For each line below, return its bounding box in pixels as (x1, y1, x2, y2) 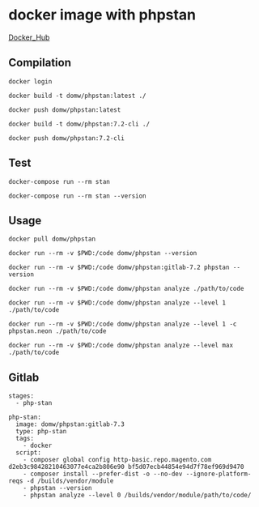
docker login (8, 77, 53, 86)
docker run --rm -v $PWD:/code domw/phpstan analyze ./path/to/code (8, 285, 244, 293)
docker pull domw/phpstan (8, 235, 96, 244)
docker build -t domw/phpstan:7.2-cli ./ (8, 120, 151, 128)
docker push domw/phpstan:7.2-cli (8, 134, 125, 143)
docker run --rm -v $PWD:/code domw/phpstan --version (8, 249, 197, 258)
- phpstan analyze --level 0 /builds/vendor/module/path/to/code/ (23, 492, 252, 500)
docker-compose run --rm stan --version (8, 192, 147, 200)
